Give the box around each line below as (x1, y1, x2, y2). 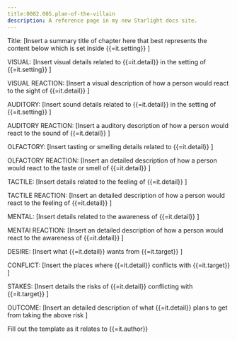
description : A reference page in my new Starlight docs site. (7, 17, 198, 24)
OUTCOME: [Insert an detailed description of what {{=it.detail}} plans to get (7, 303, 228, 312)
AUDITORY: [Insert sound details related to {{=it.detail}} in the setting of (7, 100, 216, 108)
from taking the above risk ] (7, 310, 88, 319)
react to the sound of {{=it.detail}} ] (7, 129, 111, 137)
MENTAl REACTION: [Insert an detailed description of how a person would (7, 225, 224, 234)
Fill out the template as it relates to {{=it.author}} (7, 324, 149, 333)
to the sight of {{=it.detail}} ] (7, 86, 90, 95)
